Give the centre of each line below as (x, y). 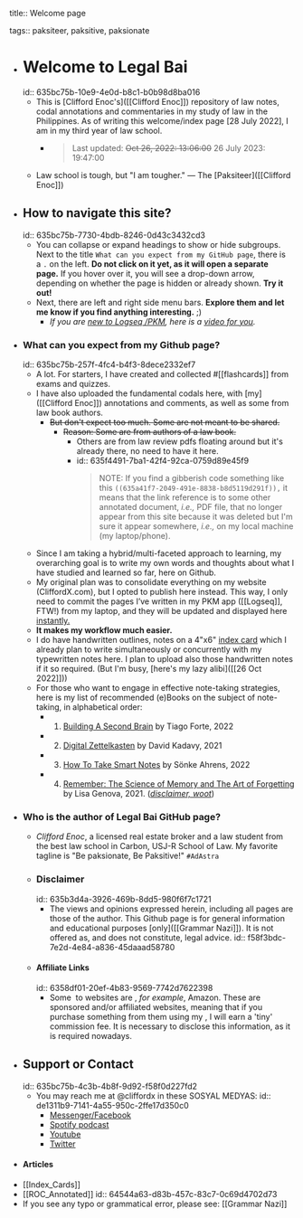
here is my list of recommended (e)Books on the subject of (146, 698)
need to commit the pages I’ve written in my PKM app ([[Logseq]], (159, 601)
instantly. (53, 621)
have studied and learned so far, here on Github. (126, 572)
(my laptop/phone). (135, 536)
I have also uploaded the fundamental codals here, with (139, 393)
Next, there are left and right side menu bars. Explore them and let (160, 302)
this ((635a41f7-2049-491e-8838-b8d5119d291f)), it (193, 488)
